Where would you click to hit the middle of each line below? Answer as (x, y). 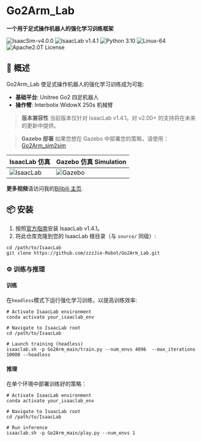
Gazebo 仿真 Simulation (91, 161)
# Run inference (27, 427)
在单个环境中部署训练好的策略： (47, 384)
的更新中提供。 (40, 125)
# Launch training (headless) (45, 344)
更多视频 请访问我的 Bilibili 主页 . (45, 188)
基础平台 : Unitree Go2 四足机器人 (57, 97)
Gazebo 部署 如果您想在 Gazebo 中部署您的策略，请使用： (95, 138)
